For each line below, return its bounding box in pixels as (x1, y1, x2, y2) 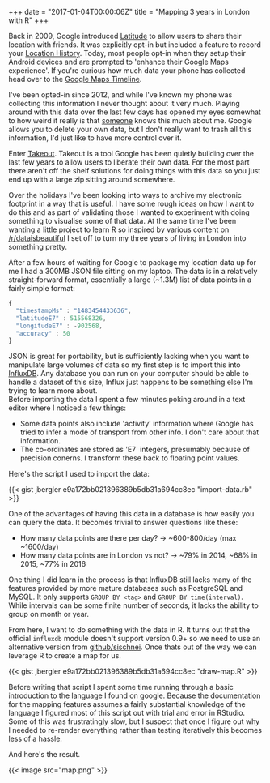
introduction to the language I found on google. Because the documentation (8, 691, 261, 700)
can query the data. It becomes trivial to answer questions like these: (8, 518, 238, 528)
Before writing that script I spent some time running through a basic (8, 682, 234, 692)
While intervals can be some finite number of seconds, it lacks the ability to (8, 601, 259, 610)
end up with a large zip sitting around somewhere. (8, 174, 175, 184)
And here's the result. (8, 750, 81, 759)
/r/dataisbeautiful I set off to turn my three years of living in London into (8, 233, 247, 242)
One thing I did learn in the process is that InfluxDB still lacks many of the (8, 575, 252, 584)
